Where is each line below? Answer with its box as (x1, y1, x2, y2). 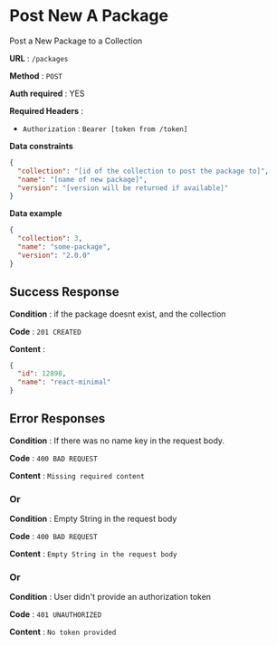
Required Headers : (9, 105, 84, 116)
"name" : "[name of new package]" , (17, 175, 148, 184)
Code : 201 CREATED (9, 326, 81, 337)
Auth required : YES (9, 88, 85, 99)
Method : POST (9, 70, 63, 81)
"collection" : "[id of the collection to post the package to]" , (17, 166, 270, 176)
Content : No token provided (9, 626, 117, 638)
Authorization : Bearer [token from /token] (22, 123, 188, 134)
